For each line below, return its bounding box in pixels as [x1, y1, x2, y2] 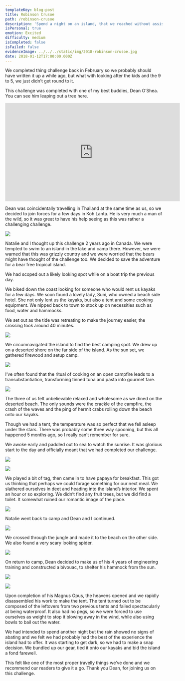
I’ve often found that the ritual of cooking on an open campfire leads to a [5, 371, 155, 377]
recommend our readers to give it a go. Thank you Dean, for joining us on [5, 665, 156, 671]
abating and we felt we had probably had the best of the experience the [5, 634, 153, 640]
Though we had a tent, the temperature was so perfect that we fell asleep [5, 421, 156, 427]
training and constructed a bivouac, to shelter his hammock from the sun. [5, 564, 156, 570]
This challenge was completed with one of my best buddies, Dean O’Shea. [5, 88, 159, 94]
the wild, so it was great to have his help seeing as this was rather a [5, 216, 144, 222]
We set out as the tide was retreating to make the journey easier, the [5, 317, 146, 323]
